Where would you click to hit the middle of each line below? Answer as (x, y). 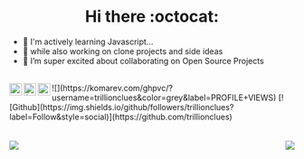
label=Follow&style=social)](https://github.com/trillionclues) (121, 117)
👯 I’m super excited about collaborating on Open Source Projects (143, 61)
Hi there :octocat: (152, 17)
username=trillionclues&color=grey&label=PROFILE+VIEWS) (164, 98)
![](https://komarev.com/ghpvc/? (113, 88)
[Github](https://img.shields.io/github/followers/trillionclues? (122, 107)
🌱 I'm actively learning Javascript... (88, 42)
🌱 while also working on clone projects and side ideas (123, 51)
